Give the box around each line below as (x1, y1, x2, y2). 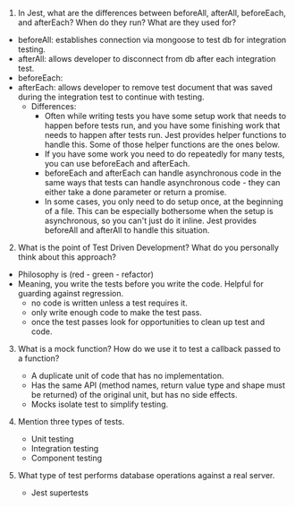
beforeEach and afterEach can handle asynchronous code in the (44, 168, 282, 178)
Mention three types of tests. (17, 417, 125, 426)
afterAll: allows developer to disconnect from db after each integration (17, 54, 276, 64)
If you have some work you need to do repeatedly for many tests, (44, 149, 285, 159)
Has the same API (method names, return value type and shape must (30, 380, 286, 391)
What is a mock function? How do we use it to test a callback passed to (17, 344, 282, 354)
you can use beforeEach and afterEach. (44, 159, 190, 168)
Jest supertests (30, 487, 89, 498)
